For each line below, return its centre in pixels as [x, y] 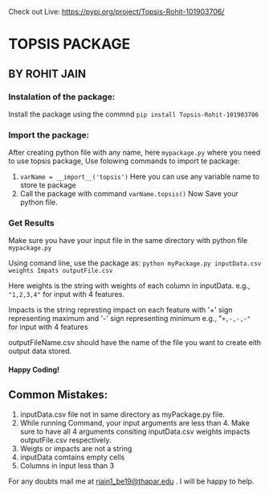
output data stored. [40, 351]
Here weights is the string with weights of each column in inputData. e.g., [129, 286]
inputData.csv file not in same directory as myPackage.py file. [122, 414]
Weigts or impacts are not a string [76, 448]
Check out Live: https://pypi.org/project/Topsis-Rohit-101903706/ [116, 12]
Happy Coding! [34, 370]
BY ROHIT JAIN [47, 74]
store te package [48, 185]
